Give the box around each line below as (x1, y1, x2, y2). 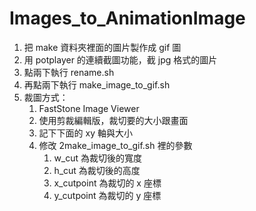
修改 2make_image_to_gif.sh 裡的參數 (38, 139, 193, 151)
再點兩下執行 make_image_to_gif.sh (23, 78, 171, 91)
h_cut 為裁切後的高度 (53, 164, 141, 176)
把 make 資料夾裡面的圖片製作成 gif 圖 (23, 41, 182, 53)
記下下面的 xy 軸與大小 (38, 127, 133, 139)
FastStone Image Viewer (38, 102, 140, 114)
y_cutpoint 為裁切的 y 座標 (53, 189, 162, 201)
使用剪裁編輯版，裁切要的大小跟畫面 (38, 114, 189, 126)
